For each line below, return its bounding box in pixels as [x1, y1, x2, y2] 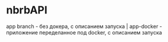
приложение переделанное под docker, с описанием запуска [6, 29, 162, 36]
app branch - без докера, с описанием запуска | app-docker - [6, 23, 162, 30]
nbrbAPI [6, 3, 47, 17]
